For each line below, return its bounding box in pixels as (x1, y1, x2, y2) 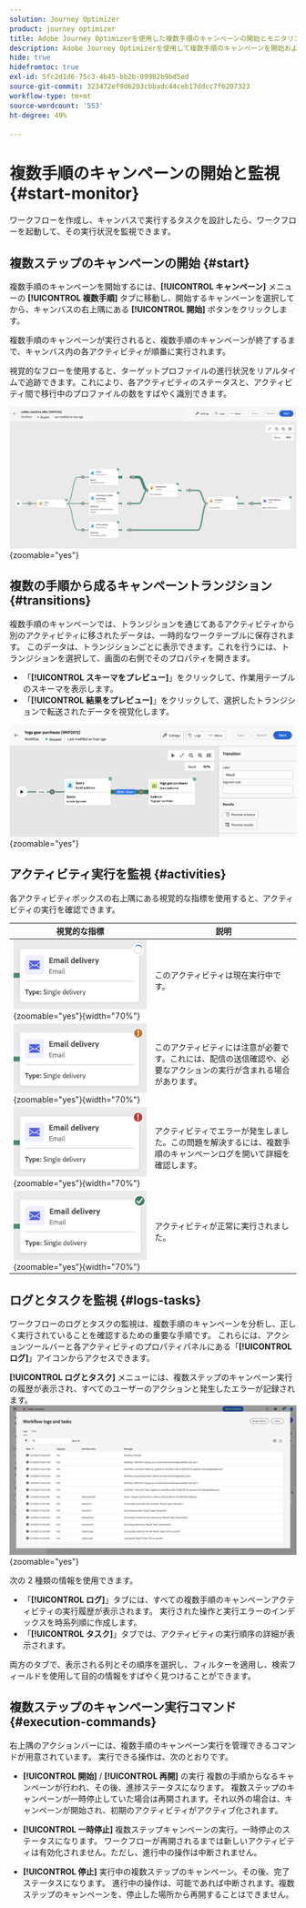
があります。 (154, 1076, 202, 1087)
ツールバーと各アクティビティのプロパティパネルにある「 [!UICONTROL (25, 1341, 293, 1352)
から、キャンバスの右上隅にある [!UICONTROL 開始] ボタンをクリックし (9, 304, 280, 314)
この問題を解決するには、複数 (170, 1137, 283, 1148)
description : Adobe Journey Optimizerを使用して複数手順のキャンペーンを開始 (9, 44, 285, 53)
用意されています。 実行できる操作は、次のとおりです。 (25, 1751, 234, 1761)
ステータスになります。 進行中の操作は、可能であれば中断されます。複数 (22, 1877, 295, 1888)
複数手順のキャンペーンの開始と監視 (9, 164, 280, 184)
